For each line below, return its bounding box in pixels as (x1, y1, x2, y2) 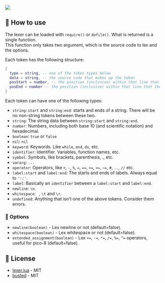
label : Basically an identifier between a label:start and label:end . (12, 180, 152, 186)
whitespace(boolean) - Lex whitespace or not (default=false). (12, 230, 136, 235)
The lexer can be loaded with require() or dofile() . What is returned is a (5, 31, 154, 37)
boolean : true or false (12, 133, 57, 139)
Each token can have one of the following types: (5, 98, 103, 104)
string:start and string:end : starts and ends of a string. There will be (12, 107, 155, 113)
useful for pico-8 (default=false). (12, 240, 79, 246)
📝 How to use (5, 19, 46, 27)
